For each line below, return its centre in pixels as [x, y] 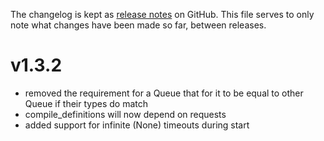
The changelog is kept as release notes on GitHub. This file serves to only [162, 14]
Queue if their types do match [86, 103]
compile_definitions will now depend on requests [125, 114]
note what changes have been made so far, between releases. [138, 25]
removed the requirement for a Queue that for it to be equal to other [164, 93]
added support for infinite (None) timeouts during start [137, 125]
